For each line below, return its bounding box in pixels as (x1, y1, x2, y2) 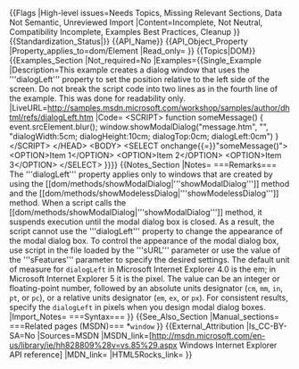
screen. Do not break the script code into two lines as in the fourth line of (9, 84, 278, 94)
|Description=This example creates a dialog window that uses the (9, 64, 250, 75)
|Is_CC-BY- (245, 321, 287, 331)
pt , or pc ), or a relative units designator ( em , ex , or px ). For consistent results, (9, 292, 288, 303)
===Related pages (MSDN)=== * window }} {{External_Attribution (9, 321, 245, 331)
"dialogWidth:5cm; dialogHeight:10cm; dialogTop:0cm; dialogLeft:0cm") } (9, 131, 279, 141)
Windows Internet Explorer (179, 340, 278, 350)
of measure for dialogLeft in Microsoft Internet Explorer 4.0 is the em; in (9, 264, 277, 274)
